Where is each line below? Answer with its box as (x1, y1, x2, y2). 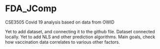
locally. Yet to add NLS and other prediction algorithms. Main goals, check (5, 34, 156, 40)
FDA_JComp (5, 3, 57, 14)
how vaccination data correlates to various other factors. (5, 39, 120, 45)
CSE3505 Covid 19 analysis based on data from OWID (5, 19, 115, 25)
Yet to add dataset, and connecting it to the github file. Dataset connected (5, 28, 155, 34)
